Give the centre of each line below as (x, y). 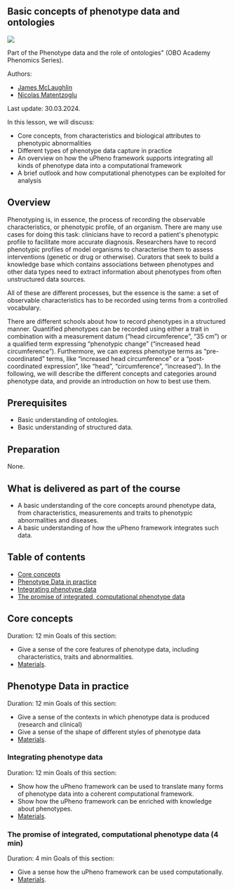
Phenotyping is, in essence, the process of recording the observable (106, 219)
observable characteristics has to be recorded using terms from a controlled (117, 300)
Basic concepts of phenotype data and (94, 12)
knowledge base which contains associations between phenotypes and (110, 264)
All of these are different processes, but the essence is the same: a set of (113, 293)
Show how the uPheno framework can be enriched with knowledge (114, 801)
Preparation (34, 449)
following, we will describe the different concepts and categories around (112, 373)
